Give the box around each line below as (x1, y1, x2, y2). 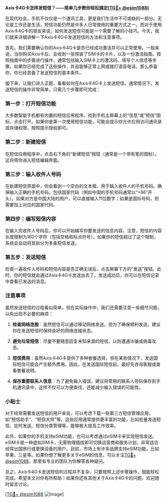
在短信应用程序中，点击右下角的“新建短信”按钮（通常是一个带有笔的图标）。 (5, 151, 160, 157)
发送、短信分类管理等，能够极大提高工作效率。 (22, 423, 118, 429)
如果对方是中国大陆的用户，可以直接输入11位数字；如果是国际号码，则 (15, 195, 159, 201)
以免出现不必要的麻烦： (5, 311, 53, 317)
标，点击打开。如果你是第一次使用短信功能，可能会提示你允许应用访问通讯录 (5, 119, 162, 125)
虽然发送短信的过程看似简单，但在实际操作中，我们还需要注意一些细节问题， (5, 304, 162, 311)
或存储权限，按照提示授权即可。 (5, 125, 71, 131)
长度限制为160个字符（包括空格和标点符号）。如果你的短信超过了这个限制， (5, 234, 159, 240)
